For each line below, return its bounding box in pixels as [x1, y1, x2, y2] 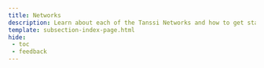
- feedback [11, 48, 47, 55]
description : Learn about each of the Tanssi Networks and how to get [8, 19, 244, 27]
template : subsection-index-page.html [8, 26, 135, 34]
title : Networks [8, 11, 61, 20]
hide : [8, 33, 26, 41]
